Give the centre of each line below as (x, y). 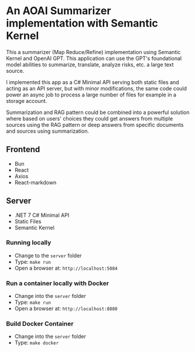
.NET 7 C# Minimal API (42, 215)
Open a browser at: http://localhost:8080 (66, 309)
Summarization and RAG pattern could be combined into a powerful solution (98, 112)
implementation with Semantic (82, 23)
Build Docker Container (40, 324)
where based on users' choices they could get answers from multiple (90, 118)
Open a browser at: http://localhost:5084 (66, 268)
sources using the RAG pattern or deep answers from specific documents (95, 125)
